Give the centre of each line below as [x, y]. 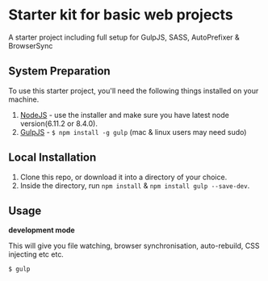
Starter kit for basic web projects [121, 15]
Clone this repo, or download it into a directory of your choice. [124, 177]
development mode [42, 230]
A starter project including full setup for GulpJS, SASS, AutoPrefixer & [124, 37]
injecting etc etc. [36, 254]
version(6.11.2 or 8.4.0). [59, 124]
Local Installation [52, 158]
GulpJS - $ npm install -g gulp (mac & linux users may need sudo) [133, 132]
